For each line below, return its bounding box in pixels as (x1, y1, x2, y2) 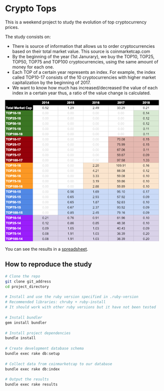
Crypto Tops (5, 3, 57, 14)
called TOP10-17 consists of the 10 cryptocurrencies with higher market (12, 74, 156, 80)
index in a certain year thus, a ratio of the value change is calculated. (12, 90, 151, 96)
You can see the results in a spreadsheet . (5, 246, 88, 252)
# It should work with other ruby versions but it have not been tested (5, 305, 156, 310)
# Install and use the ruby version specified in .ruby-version (5, 294, 139, 300)
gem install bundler (5, 320, 47, 325)
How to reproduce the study (5, 260, 92, 269)
